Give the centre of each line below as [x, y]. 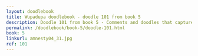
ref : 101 [17, 44]
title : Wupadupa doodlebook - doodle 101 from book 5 [74, 17]
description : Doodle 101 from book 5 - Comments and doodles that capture [100, 22]
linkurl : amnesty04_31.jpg [39, 38]
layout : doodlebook [30, 11]
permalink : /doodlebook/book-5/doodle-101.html [66, 28]
